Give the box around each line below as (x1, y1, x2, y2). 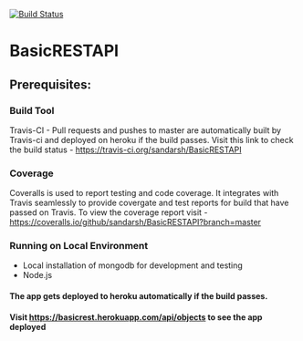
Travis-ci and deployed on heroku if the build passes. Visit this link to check (9, 134, 294, 145)
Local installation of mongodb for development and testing (22, 260, 244, 271)
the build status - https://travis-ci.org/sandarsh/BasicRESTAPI (9, 144, 242, 155)
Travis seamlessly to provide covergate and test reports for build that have (9, 197, 289, 209)
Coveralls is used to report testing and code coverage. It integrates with (9, 188, 279, 199)
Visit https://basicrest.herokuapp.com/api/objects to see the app (9, 311, 263, 323)
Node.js (22, 270, 53, 281)
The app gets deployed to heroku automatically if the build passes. (9, 291, 268, 302)
